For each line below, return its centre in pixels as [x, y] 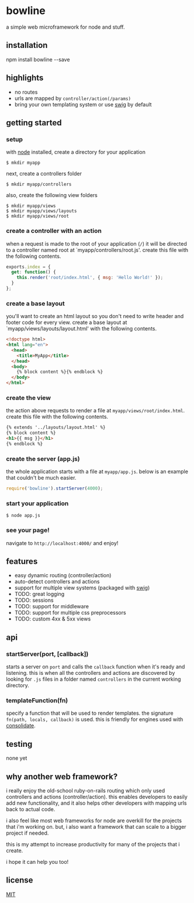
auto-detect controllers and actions [57, 582]
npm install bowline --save [38, 59]
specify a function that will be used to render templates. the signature [90, 713]
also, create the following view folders [52, 195]
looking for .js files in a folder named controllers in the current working [93, 679]
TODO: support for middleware [52, 606]
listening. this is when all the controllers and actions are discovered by [91, 673]
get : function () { [34, 272]
